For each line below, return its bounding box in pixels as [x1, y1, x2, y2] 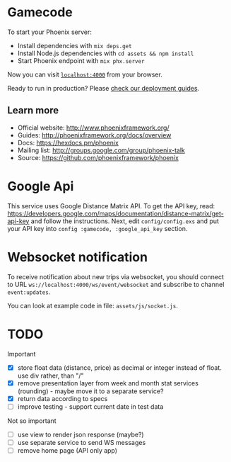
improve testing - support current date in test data [17, 402, 164, 411]
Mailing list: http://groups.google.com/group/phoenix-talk [17, 146, 186, 154]
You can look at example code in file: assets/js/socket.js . [7, 301, 178, 310]
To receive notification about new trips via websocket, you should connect [7, 272, 224, 281]
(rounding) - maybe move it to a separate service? [17, 387, 164, 395]
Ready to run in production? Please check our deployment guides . [7, 84, 200, 92]
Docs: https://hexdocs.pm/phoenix [17, 138, 119, 147]
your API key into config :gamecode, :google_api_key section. [7, 224, 188, 232]
